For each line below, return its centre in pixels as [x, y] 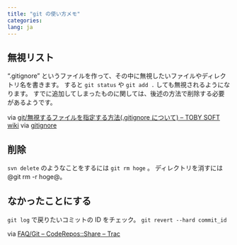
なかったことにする [50, 201]
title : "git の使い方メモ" [44, 14]
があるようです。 [32, 103]
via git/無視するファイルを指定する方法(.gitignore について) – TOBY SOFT [114, 118]
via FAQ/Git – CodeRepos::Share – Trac [64, 234]
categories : [25, 21]
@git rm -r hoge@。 [37, 177]
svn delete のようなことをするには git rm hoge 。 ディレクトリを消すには [115, 168]
